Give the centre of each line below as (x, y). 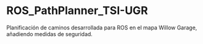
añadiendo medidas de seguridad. (50, 34)
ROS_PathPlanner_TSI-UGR (77, 11)
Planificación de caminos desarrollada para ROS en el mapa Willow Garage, (102, 28)
